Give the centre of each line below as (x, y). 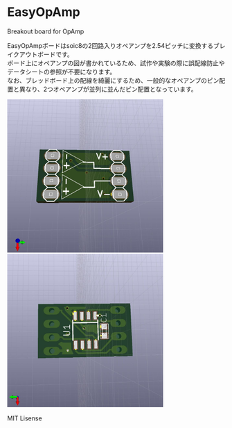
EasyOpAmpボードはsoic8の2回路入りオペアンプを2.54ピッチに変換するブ (113, 45)
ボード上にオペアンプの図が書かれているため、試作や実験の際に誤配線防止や (116, 63)
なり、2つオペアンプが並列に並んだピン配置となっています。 (111, 89)
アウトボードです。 (46, 54)
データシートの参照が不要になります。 (62, 72)
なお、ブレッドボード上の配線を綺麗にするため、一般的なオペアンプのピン (113, 80)
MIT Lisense (25, 418)
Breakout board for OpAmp (46, 31)
